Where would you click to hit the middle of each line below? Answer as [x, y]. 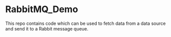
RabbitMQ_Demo [42, 9]
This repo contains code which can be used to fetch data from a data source [85, 23]
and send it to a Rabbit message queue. [47, 28]
